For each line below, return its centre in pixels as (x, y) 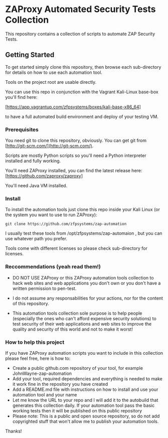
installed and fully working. (33, 161)
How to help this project (35, 342)
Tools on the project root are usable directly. (51, 82)
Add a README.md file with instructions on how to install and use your (85, 389)
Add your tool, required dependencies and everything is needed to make (88, 379)
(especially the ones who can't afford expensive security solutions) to (84, 318)
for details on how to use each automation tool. (54, 72)
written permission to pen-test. (44, 288)
